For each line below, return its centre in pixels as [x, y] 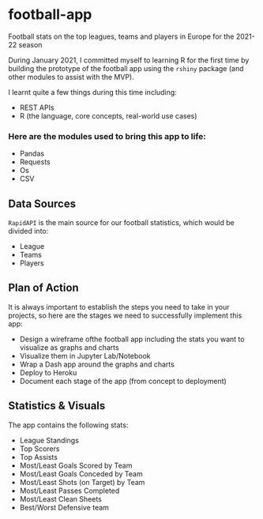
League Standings [49, 440]
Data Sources [42, 203]
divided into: [28, 231]
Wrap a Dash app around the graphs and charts [97, 364]
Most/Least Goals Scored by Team [76, 465]
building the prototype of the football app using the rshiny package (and [126, 68]
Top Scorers [39, 449]
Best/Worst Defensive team [64, 507]
